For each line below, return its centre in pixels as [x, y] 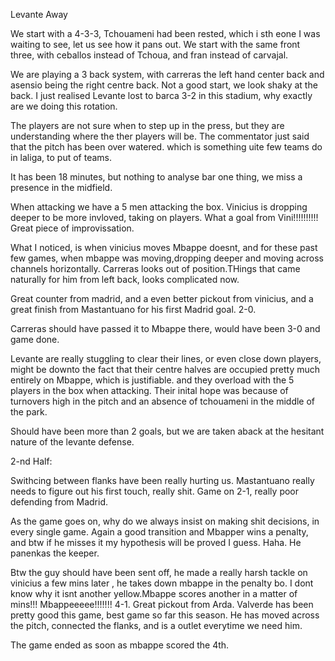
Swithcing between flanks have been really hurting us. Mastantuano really [162, 480]
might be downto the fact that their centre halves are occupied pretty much [165, 369]
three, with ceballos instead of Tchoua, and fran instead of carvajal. [149, 55]
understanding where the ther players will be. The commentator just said [160, 136]
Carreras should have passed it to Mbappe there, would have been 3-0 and [165, 328]
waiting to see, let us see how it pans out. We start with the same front [155, 44]
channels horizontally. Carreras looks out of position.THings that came [155, 268]
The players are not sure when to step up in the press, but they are [147, 125]
